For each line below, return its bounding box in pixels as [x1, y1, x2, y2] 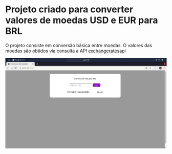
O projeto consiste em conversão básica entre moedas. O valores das [5, 42, 153, 48]
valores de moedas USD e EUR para [5, 14, 158, 26]
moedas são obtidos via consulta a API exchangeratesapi [5, 48, 126, 54]
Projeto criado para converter [5, 4, 134, 15]
